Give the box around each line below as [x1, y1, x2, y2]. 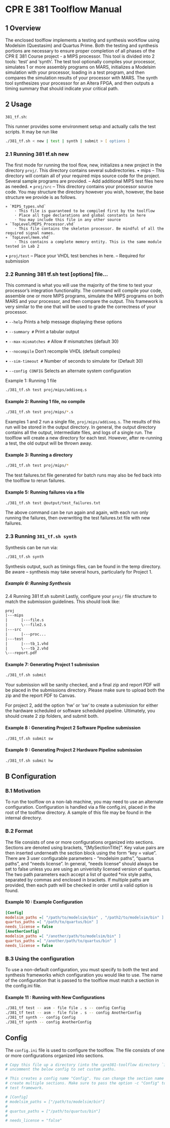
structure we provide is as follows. [5, 194, 77, 200]
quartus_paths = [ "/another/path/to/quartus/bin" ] [5, 938, 116, 943]
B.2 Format [5, 828, 33, 835]
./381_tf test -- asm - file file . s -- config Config [5, 1006, 125, 1011]
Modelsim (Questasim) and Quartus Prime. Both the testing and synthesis [5, 42, 158, 49]
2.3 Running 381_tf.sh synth [5, 533, 77, 540]
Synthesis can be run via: [5, 544, 58, 550]
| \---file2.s [5, 622, 47, 628]
